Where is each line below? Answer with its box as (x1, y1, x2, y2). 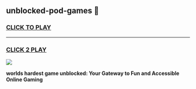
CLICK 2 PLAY (6, 45, 47, 53)
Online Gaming (6, 76, 43, 83)
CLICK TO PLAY (6, 23, 51, 32)
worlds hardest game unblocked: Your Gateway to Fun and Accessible (6, 70, 180, 77)
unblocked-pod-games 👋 (6, 6, 99, 16)
